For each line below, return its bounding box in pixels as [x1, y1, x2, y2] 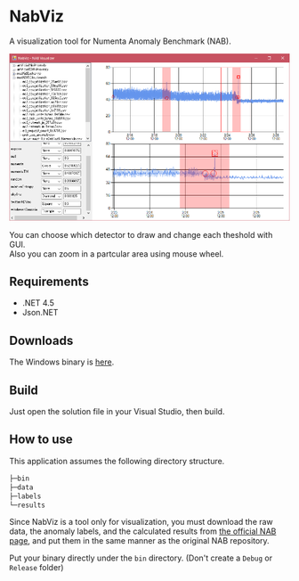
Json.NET [21, 307, 59, 318]
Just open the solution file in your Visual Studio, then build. [9, 406, 225, 417]
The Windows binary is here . [9, 356, 115, 367]
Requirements [9, 274, 89, 289]
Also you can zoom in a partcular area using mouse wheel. [9, 248, 224, 259]
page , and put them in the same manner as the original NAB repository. [9, 535, 270, 545]
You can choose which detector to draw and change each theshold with [9, 229, 273, 240]
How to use [9, 432, 73, 447]
